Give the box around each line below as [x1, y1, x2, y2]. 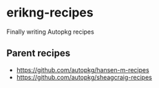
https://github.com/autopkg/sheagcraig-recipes [16, 73, 152, 81]
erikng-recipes [6, 5, 94, 21]
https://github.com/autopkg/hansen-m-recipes [16, 65, 149, 74]
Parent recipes [6, 47, 70, 59]
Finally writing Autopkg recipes [6, 27, 94, 36]
